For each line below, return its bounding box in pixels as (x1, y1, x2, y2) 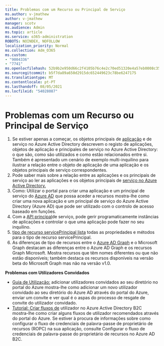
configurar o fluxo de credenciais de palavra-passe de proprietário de (12, 321, 153, 327)
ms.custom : (5, 52, 27, 58)
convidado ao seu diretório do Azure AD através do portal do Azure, (12, 289, 149, 295)
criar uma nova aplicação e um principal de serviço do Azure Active (12, 198, 149, 204)
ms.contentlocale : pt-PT (5, 79, 56, 84)
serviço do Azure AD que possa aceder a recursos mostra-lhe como (12, 193, 150, 199)
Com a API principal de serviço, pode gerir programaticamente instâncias (12, 214, 159, 220)
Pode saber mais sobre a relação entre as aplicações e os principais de (12, 173, 156, 178)
